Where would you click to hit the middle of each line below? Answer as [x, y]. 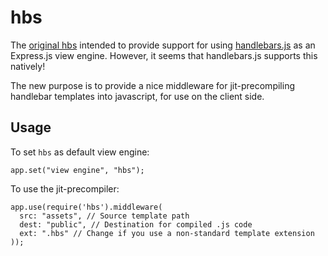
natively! [28, 66]
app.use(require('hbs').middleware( [86, 207]
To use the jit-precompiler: [65, 188]
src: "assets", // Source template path [104, 216]
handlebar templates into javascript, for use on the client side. [137, 96]
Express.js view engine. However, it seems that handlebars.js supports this [164, 55]
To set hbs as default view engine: [80, 152]
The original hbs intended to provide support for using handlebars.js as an [163, 45]
